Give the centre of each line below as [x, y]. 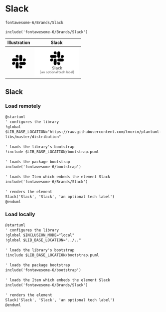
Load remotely [23, 106]
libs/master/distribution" [33, 137]
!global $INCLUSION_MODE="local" [40, 235]
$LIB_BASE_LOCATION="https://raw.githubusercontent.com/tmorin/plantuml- [83, 132]
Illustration [19, 42]
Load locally [20, 214]
